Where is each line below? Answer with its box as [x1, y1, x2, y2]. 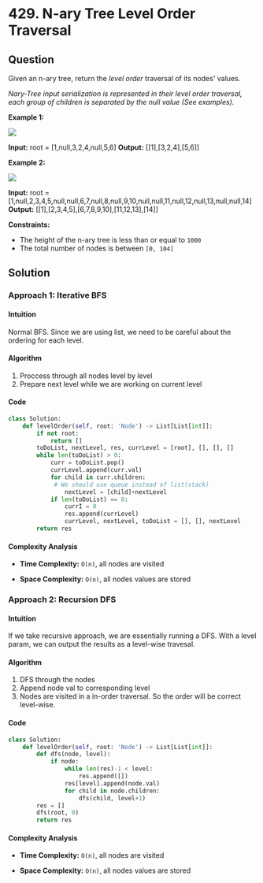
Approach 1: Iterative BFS [8, 290, 107, 301]
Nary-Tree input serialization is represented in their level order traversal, [8, 89, 243, 98]
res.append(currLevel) [64, 510, 139, 518]
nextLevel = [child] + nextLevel [64, 488, 168, 496]
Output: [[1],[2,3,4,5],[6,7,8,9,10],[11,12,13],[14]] [8, 205, 159, 213]
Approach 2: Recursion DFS [8, 594, 117, 605]
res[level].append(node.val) [64, 779, 160, 788]
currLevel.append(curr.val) [50, 466, 143, 474]
